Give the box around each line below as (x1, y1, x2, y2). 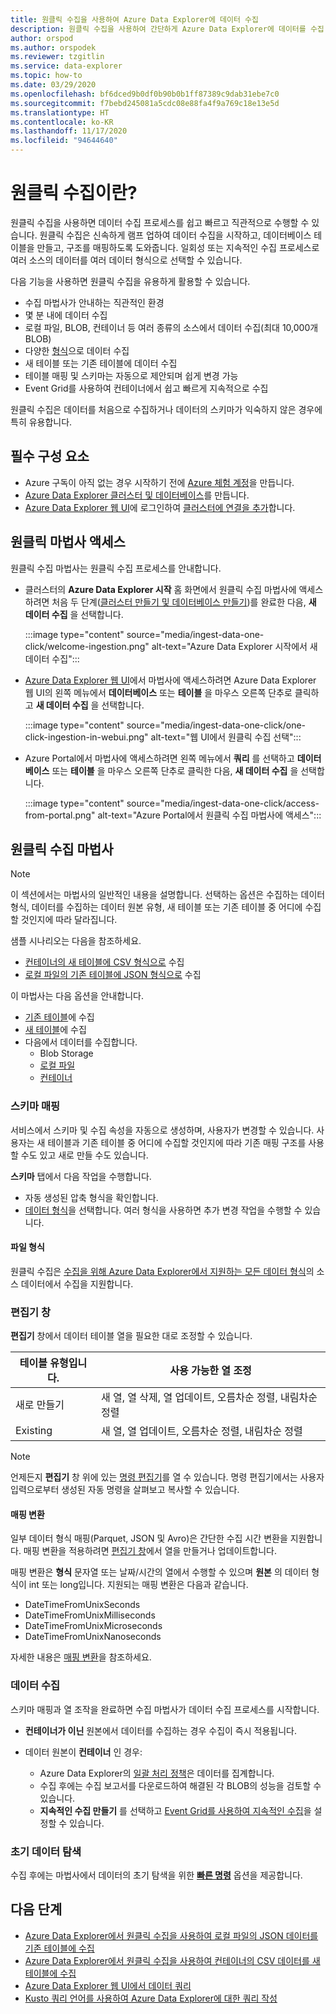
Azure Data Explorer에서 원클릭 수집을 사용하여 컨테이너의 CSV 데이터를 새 (24, 1954, 321, 1966)
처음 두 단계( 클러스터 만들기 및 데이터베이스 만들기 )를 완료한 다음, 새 (51, 596, 317, 608)
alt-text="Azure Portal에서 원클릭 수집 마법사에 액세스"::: (97, 809, 322, 821)
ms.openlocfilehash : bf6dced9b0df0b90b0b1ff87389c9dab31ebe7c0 (10, 89, 280, 99)
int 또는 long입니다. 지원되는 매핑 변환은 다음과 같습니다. (28, 1579, 249, 1591)
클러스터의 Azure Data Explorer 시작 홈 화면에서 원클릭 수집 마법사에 (24, 583, 297, 595)
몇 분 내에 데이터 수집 (24, 309, 108, 321)
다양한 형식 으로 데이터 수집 (24, 344, 130, 356)
